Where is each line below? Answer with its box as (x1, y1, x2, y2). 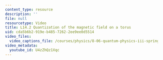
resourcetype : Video (5, 20, 47, 26)
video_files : (5, 34, 32, 39)
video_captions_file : (9, 39, 53, 44)
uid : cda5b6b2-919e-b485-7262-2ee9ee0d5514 (5, 30, 95, 34)
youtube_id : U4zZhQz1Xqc (9, 47, 60, 52)
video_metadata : (5, 43, 38, 48)
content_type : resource (5, 7, 53, 12)
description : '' (5, 12, 38, 16)
